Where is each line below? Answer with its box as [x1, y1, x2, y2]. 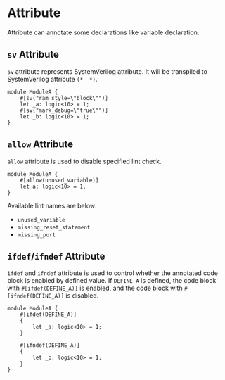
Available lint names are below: [7, 201, 97, 210]
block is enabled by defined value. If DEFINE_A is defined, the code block [7, 277, 217, 285]
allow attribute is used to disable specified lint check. [7, 157, 162, 165]
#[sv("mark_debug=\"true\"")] [20, 107, 109, 114]
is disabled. [65, 291, 99, 300]
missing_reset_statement [17, 224, 91, 231]
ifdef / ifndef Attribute [7, 250, 105, 262]
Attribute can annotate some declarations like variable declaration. [7, 28, 200, 37]
